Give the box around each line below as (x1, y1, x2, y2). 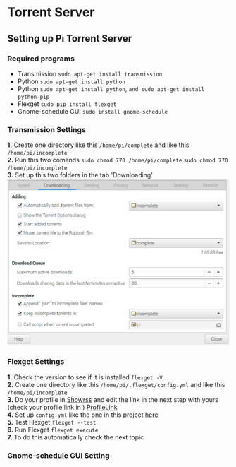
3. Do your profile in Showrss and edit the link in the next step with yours (7, 395, 218, 403)
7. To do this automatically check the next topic (7, 432, 144, 442)
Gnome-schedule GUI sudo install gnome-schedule (17, 107, 168, 115)
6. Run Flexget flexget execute (7, 425, 99, 434)
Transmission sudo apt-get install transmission (17, 69, 163, 78)
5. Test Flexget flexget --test (7, 418, 97, 426)
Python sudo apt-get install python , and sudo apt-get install (17, 84, 205, 93)
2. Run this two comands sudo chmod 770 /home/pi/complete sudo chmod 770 (7, 156, 228, 165)
